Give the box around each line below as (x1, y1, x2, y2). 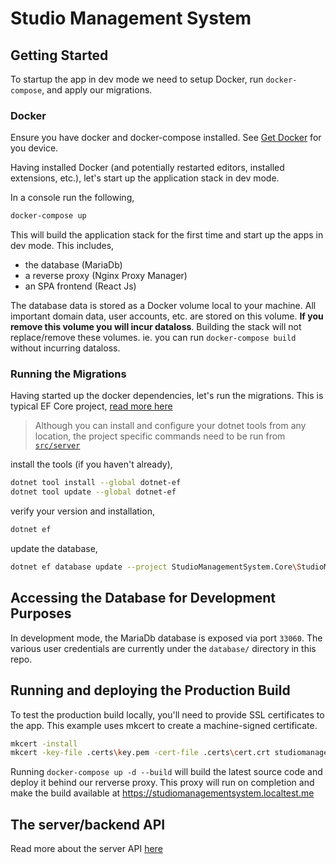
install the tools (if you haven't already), (10, 458, 173, 471)
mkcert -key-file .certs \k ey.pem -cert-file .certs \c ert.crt (10, 748, 271, 758)
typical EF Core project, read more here (10, 400, 173, 412)
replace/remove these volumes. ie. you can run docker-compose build (10, 332, 297, 344)
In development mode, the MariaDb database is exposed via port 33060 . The (10, 632, 323, 644)
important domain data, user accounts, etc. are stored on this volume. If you (10, 310, 324, 322)
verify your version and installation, (10, 505, 155, 517)
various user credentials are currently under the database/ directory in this (10, 642, 317, 654)
